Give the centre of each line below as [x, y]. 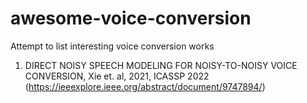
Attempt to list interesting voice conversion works [112, 46]
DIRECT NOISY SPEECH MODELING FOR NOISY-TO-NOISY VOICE [161, 65]
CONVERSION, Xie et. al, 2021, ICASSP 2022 [117, 76]
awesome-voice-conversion [131, 18]
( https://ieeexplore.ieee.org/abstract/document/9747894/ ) [145, 86]
